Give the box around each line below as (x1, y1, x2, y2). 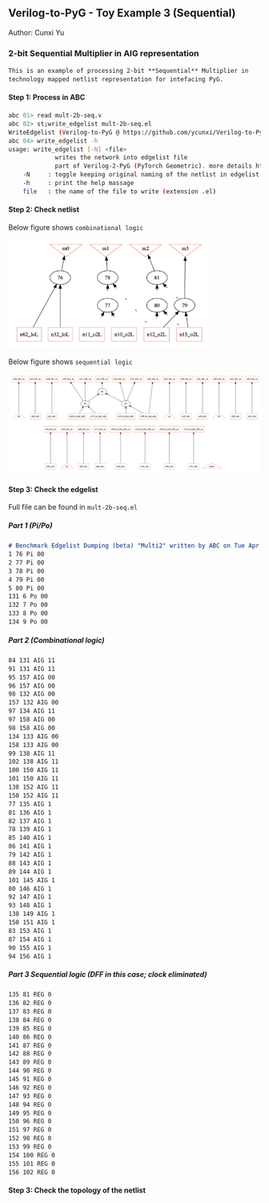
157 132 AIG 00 (8, 699, 59, 707)
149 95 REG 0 (8, 1109, 52, 1117)
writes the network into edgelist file (54, 154, 188, 162)
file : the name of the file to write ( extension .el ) (22, 188, 217, 196)
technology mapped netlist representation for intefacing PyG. (8, 75, 224, 83)
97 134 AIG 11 (8, 707, 56, 716)
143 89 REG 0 (8, 1058, 52, 1067)
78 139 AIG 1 (8, 826, 52, 834)
